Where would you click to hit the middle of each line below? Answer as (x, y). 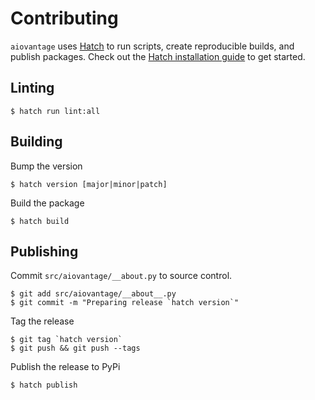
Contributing (64, 18)
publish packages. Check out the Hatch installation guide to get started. (158, 56)
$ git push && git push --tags (75, 348)
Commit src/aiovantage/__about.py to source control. (121, 276)
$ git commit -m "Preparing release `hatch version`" (125, 303)
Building (36, 142)
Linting (32, 88)
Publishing (44, 251)
